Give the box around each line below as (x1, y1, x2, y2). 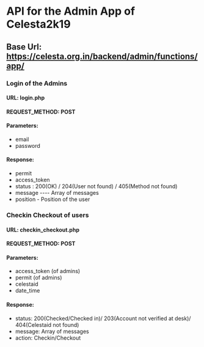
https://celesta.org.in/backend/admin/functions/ (6, 51, 198, 62)
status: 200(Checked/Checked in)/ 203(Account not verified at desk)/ (15, 315, 191, 322)
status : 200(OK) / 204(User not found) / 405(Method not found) (15, 183, 178, 190)
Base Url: (6, 42, 42, 52)
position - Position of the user (15, 195, 90, 203)
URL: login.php (6, 94, 45, 101)
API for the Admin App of (6, 4, 136, 18)
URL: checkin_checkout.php (6, 226, 79, 233)
